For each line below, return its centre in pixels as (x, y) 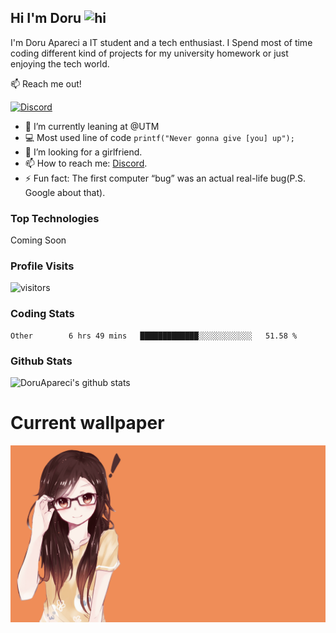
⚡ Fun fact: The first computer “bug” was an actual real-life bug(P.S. (165, 178)
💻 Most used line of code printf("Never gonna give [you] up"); (159, 137)
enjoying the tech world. (60, 63)
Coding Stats (42, 314)
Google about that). (65, 192)
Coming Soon (38, 240)
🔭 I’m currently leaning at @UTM (92, 126)
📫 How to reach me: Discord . (86, 163)
